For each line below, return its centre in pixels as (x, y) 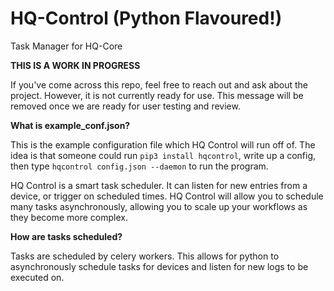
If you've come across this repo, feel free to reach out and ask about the (159, 84)
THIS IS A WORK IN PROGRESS (75, 65)
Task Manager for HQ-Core (66, 46)
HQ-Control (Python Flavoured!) (146, 18)
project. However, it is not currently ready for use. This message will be (157, 95)
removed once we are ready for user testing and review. (125, 106)
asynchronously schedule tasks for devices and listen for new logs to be (159, 266)
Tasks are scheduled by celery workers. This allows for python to (145, 256)
